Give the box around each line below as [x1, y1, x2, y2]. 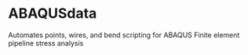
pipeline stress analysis [8, 38, 84, 47]
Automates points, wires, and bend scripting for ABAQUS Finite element [8, 30, 240, 40]
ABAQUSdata [8, 5, 97, 22]
